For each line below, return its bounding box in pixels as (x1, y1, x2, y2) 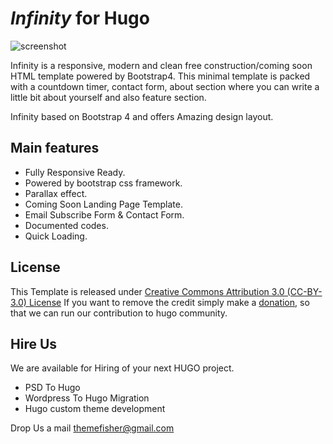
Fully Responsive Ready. (24, 166, 126, 178)
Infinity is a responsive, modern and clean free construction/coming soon (10, 59, 313, 71)
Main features (10, 140, 100, 157)
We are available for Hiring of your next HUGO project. (10, 362, 235, 374)
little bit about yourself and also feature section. (10, 91, 207, 103)
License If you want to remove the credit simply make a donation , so (28, 296, 310, 308)
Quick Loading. (24, 230, 88, 242)
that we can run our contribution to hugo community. (10, 307, 228, 319)
